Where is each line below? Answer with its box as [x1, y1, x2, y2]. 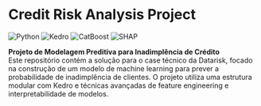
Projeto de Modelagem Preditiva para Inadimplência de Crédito [8, 47, 220, 56]
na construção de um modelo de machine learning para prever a [8, 63, 220, 73]
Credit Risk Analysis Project [8, 6, 197, 24]
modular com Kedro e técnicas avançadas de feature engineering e [8, 81, 229, 90]
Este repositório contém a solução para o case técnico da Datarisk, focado [8, 55, 253, 65]
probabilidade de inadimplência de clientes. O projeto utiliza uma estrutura [8, 72, 252, 81]
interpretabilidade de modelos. [8, 89, 109, 98]
